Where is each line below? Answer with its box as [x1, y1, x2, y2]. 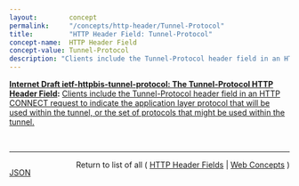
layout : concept [9, 12, 98, 22]
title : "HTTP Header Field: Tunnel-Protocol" [9, 29, 214, 38]
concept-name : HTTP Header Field [9, 37, 138, 47]
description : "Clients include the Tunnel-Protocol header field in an [9, 54, 280, 63]
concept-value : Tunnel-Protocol [9, 46, 129, 55]
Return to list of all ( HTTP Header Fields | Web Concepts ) [76, 159, 290, 170]
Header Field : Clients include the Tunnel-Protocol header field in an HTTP [9, 88, 280, 99]
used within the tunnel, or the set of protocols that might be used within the [9, 108, 286, 117]
